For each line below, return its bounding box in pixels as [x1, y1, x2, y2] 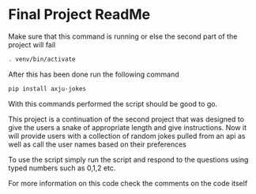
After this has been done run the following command [8, 69, 179, 79]
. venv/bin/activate [8, 55, 77, 63]
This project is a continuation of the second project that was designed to [8, 114, 245, 124]
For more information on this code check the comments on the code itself [8, 178, 248, 188]
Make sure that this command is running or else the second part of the [8, 32, 238, 41]
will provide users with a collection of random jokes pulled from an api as [8, 131, 246, 140]
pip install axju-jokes [8, 84, 87, 92]
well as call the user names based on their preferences [8, 140, 187, 149]
